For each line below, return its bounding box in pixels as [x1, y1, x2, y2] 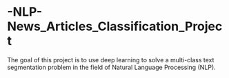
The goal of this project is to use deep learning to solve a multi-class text [7, 55, 215, 64]
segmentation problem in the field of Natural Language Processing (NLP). [7, 63, 216, 71]
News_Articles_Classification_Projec [7, 18, 223, 34]
